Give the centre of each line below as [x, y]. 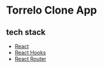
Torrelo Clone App [51, 10]
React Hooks [30, 53]
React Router [30, 59]
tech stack [26, 32]
